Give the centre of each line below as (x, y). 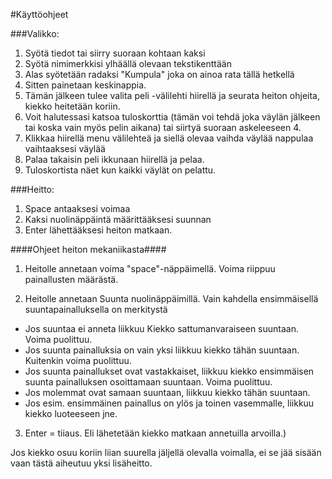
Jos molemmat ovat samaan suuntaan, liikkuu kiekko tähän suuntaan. (167, 392)
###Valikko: (35, 33)
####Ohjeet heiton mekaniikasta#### (88, 249)
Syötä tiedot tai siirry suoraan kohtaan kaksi (115, 53)
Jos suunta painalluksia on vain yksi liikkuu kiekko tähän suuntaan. (162, 350)
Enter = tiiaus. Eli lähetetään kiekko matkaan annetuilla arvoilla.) (155, 433)
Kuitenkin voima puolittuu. (78, 360)
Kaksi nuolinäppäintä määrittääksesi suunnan (118, 219)
